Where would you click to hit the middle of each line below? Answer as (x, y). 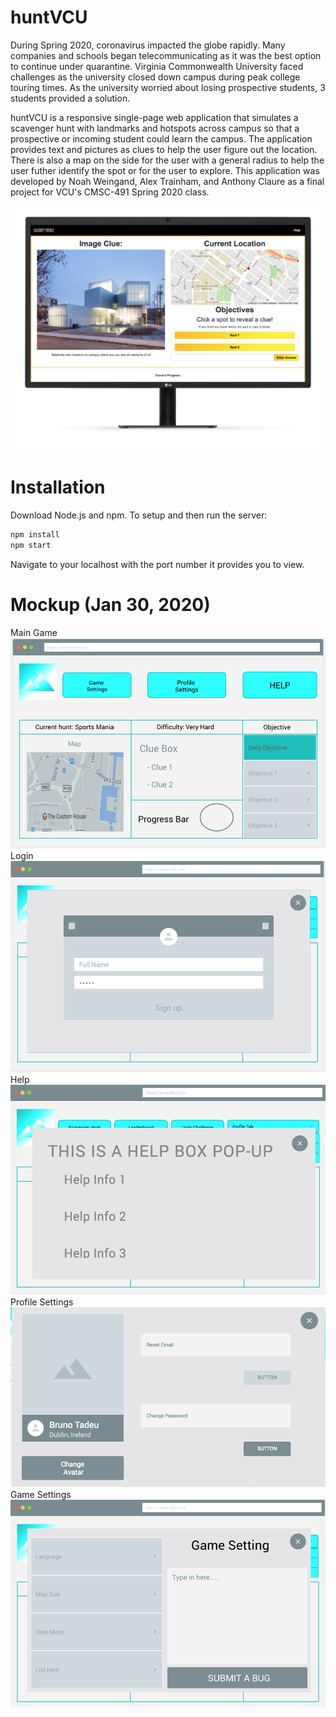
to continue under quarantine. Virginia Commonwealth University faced (157, 66)
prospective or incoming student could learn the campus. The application (161, 138)
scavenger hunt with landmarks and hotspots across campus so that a (155, 128)
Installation (58, 487)
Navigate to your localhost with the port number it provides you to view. (157, 564)
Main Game (34, 632)
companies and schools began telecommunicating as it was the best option (166, 55)
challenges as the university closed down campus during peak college (155, 77)
